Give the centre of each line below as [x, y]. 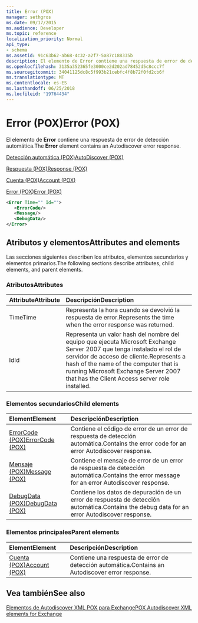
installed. [78, 386]
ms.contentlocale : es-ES [37, 83]
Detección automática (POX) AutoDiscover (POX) [65, 157]
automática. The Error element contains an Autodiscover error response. [94, 146]
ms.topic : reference [32, 34]
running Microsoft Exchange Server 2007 [123, 371]
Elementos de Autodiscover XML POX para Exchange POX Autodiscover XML [99, 607]
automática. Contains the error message [125, 475]
